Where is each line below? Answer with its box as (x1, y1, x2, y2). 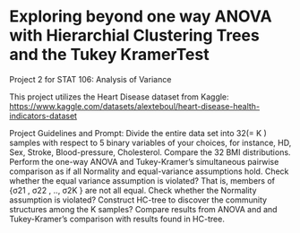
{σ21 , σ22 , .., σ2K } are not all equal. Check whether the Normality (9, 185, 257, 195)
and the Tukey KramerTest (9, 45, 210, 65)
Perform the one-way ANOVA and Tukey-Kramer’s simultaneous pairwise (9, 156, 279, 167)
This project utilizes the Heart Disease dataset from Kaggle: (9, 91, 230, 102)
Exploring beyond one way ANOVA (9, 6, 272, 27)
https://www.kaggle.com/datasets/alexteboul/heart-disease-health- (9, 100, 261, 111)
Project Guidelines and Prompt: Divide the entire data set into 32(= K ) (9, 127, 267, 138)
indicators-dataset (9, 110, 78, 121)
